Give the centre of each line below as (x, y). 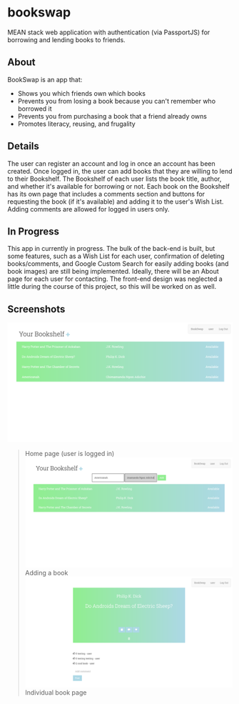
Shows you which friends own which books (82, 93)
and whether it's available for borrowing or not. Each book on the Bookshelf (118, 186)
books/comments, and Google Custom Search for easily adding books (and (118, 264)
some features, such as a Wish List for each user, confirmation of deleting (116, 256)
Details (23, 146)
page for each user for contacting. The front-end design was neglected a (115, 279)
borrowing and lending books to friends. (67, 39)
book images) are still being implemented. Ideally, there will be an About (113, 272)
